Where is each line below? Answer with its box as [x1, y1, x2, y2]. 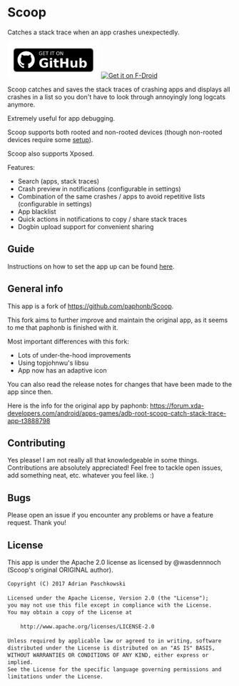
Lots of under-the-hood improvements [17, 350, 131, 359]
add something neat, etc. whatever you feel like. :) [7, 471, 155, 480]
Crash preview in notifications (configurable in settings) [17, 184, 181, 193]
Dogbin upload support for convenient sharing [17, 222, 154, 231]
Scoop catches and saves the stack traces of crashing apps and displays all [7, 85, 230, 94]
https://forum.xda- [149, 401, 205, 410]
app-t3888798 [7, 416, 51, 425]
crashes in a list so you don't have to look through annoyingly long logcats [7, 92, 226, 101]
